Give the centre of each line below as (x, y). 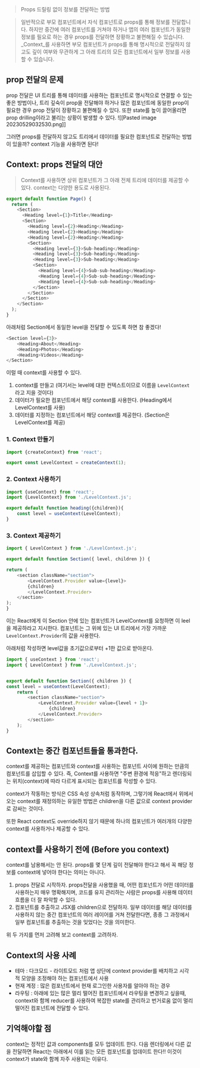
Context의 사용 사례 (41, 955)
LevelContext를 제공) (40, 423)
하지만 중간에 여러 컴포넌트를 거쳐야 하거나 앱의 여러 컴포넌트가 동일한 (110, 29)
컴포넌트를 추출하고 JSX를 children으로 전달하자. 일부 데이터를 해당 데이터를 (103, 907)
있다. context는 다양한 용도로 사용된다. (66, 188)
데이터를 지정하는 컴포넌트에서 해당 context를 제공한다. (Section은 (92, 415)
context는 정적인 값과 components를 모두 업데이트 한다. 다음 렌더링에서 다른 (96, 1044)
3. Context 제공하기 (34, 535)
